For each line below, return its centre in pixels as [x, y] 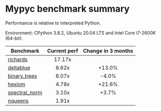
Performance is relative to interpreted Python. [53, 23]
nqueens [18, 101]
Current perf [63, 50]
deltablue [19, 68]
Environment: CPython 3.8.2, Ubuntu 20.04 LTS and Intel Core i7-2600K [80, 33]
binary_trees [22, 76]
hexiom [17, 84]
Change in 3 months [108, 50]
